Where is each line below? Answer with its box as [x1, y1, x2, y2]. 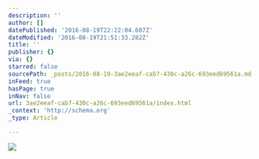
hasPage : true [8, 84, 55, 93]
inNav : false [8, 92, 51, 100]
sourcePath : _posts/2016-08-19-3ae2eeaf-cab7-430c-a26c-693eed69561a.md [8, 70, 252, 78]
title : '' [8, 41, 41, 49]
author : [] [8, 19, 44, 27]
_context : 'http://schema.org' [8, 107, 111, 115]
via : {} [8, 56, 34, 64]
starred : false [8, 63, 58, 71]
